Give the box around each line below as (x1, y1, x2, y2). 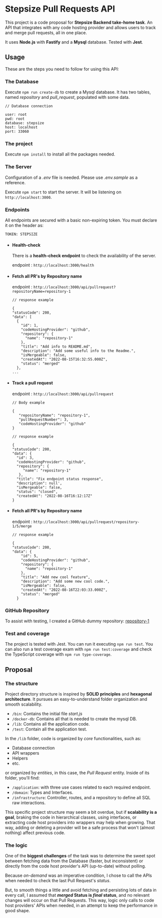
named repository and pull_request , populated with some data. (5, 95, 130, 100)
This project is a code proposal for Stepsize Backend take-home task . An (5, 19, 153, 25)
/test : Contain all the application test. (12, 726, 88, 732)
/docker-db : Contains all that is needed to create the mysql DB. (12, 716, 137, 722)
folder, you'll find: (5, 775, 40, 781)
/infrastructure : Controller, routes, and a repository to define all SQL (12, 795, 151, 801)
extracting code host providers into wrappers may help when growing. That (5, 820, 156, 825)
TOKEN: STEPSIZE (5, 232, 38, 237)
